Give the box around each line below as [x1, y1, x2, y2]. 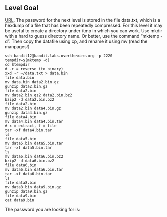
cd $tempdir [5, 62, 30, 67]
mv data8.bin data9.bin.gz [5, 184, 61, 189]
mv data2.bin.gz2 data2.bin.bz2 [5, 92, 72, 98]
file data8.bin [5, 180, 37, 185]
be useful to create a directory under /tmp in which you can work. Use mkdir [5, 27, 162, 34]
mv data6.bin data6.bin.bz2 [5, 154, 64, 159]
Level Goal [5, 4, 39, 12]
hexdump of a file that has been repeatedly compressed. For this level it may [5, 22, 163, 28]
